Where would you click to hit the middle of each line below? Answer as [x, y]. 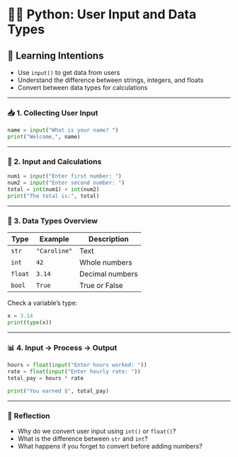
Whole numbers [106, 262]
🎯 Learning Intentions [56, 56]
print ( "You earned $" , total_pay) [58, 391]
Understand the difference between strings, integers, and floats [110, 80]
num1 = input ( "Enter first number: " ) [64, 176]
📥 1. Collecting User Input [53, 112]
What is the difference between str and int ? [83, 439]
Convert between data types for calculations [83, 87]
